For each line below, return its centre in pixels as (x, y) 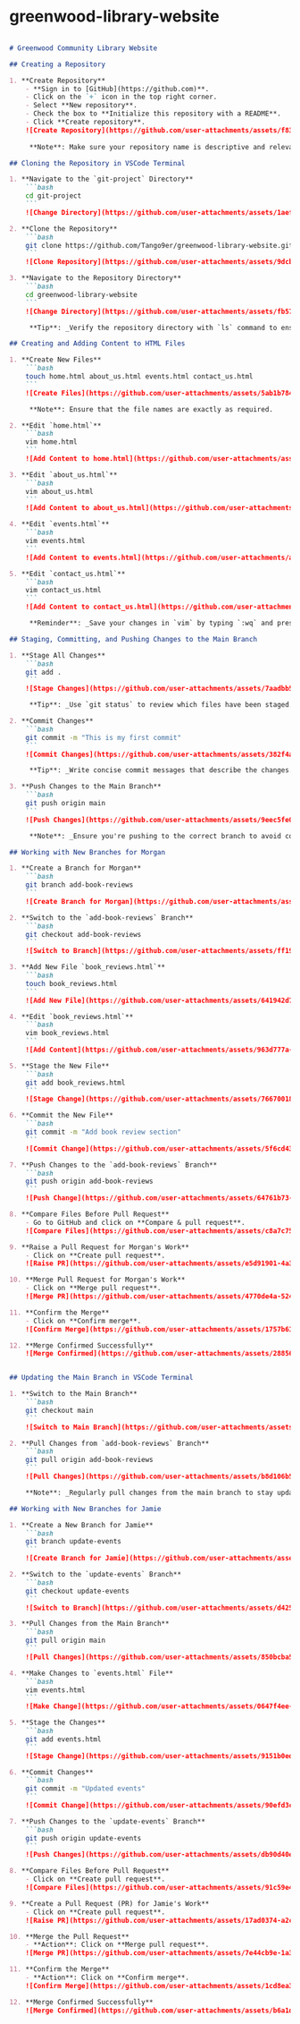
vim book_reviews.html (67, 1033)
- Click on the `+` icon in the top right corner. (121, 97)
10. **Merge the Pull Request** (69, 1936)
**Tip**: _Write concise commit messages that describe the (143, 770)
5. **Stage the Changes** (57, 1723)
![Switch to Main (58, 1427)
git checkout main (59, 1410)
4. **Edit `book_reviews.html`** (71, 1016)
